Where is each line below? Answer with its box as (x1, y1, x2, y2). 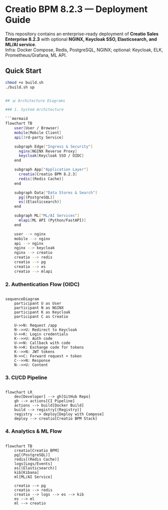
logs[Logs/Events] (14, 461, 53, 466)
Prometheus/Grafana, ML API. (5, 52, 67, 58)
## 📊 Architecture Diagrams (5, 98, 65, 103)
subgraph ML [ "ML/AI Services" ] (14, 213, 80, 218)
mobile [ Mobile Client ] (14, 130, 62, 135)
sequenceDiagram (5, 296, 39, 302)
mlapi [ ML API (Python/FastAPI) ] (18, 218, 86, 223)
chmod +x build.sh (5, 80, 44, 85)
